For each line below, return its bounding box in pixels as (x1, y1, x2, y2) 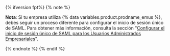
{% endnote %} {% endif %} (5, 46, 65, 51)
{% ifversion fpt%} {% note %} (5, 5, 70, 10)
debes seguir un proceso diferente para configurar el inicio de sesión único (5, 20, 164, 25)
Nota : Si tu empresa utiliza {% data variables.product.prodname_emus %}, (5, 14, 162, 20)
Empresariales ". (5, 36, 38, 42)
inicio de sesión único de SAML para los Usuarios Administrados (5, 31, 141, 36)
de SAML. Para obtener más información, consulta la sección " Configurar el (5, 25, 165, 31)
